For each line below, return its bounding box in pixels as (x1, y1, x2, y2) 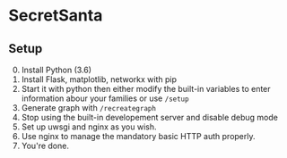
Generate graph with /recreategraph (21, 103, 156, 112)
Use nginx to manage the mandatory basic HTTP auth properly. (21, 131, 256, 141)
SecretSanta (8, 5, 103, 26)
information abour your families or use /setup (21, 93, 189, 104)
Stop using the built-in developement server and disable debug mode (21, 112, 279, 122)
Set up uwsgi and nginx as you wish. (21, 121, 157, 132)
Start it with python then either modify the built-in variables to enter (21, 84, 271, 94)
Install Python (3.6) (21, 64, 91, 75)
